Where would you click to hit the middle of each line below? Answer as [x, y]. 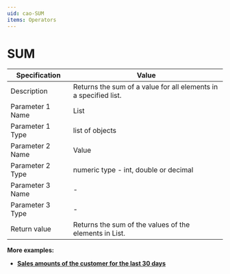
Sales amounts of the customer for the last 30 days [91, 264]
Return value [31, 229]
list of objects [95, 131]
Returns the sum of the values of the [131, 225]
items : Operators [32, 20]
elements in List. [99, 234]
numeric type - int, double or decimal [133, 170]
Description [29, 91]
